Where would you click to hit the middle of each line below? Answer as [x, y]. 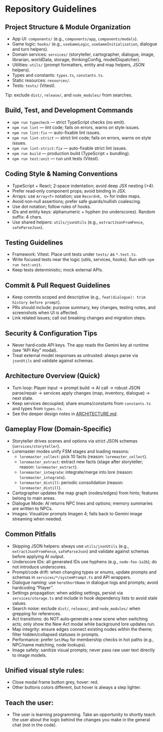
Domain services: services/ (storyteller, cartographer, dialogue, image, [83, 54]
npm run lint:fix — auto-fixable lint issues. [56, 133]
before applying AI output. [38, 556]
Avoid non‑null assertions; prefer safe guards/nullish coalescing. [76, 201]
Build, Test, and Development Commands [69, 110]
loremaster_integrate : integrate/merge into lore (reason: [76, 472]
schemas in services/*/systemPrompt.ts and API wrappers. [72, 577]
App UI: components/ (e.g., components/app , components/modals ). [75, 39]
